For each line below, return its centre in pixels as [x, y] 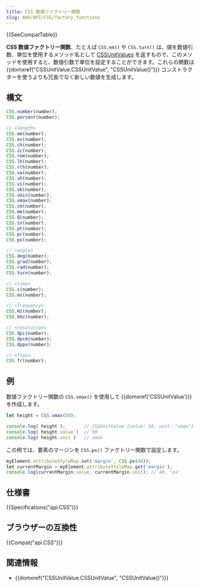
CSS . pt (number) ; [26, 229]
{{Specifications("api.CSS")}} [43, 507]
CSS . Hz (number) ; [26, 312]
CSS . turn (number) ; [29, 273]
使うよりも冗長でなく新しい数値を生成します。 [79, 77]
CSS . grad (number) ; [29, 262]
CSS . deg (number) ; [28, 256]
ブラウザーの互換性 [42, 528]
